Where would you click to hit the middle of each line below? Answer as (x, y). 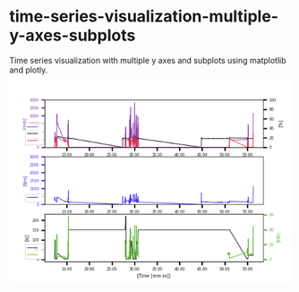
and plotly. (29, 70)
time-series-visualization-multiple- (144, 17)
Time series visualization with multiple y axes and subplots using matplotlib (148, 60)
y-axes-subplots (73, 35)
